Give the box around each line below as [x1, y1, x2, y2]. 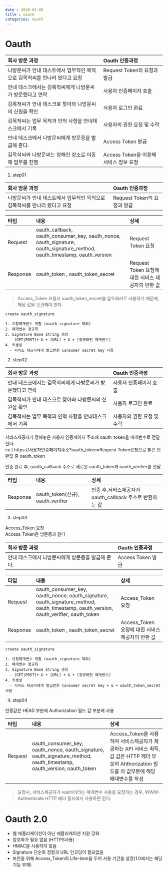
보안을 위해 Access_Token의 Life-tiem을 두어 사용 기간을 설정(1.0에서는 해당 [12, 855, 162, 861]
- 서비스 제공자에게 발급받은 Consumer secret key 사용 [9, 348, 114, 353]
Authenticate [17, 795, 44, 801]
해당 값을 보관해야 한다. [17, 302, 63, 308]
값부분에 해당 [126, 768, 156, 775]
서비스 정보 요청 [103, 159, 138, 166]
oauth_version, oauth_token [31, 765, 96, 772]
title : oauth [5, 12, 35, 17]
